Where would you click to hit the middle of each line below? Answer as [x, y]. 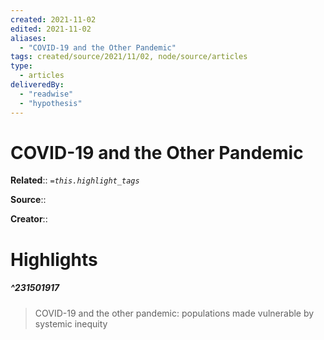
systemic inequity [71, 323]
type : [21, 66]
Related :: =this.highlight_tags [75, 180]
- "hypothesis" [51, 103]
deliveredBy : [37, 85]
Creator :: [29, 219]
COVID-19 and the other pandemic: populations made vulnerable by [174, 313]
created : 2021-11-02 [53, 19]
